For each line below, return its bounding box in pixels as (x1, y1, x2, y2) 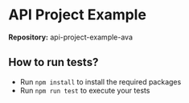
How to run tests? (8, 56, 99, 69)
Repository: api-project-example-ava (8, 32, 134, 42)
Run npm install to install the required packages (19, 76, 182, 86)
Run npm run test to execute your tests (19, 85, 150, 95)
